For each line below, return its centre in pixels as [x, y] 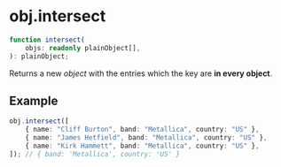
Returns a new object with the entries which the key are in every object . [141, 73]
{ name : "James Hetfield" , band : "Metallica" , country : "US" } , [146, 138]
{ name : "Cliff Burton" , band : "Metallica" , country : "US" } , [142, 130]
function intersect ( [47, 40]
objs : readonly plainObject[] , [83, 48]
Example [34, 100]
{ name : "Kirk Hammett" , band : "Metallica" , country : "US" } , [142, 146]
